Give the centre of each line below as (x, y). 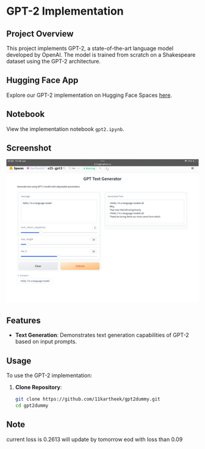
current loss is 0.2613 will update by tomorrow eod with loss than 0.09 (95, 439)
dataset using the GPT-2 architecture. (53, 61)
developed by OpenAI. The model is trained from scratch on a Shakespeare (101, 55)
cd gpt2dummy (32, 405)
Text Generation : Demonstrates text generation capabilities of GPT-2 (102, 335)
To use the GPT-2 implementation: (49, 375)
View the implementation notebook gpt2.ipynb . (65, 129)
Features (23, 320)
